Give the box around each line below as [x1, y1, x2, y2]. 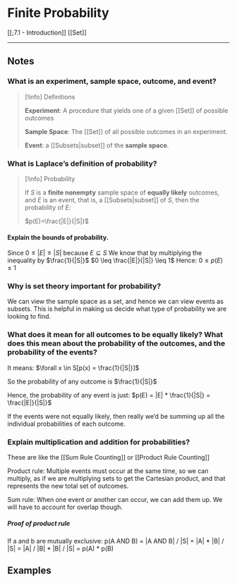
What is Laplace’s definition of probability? [7, 159, 157, 168]
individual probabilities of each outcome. [7, 419, 126, 428]
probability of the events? [7, 348, 97, 357]
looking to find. [7, 312, 51, 321]
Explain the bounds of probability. [7, 233, 109, 241]
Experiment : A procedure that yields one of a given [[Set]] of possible [24, 106, 229, 114]
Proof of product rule [7, 519, 71, 527]
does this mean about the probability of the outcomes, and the [7, 338, 226, 348]
